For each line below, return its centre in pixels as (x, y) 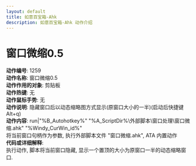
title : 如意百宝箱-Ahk (32, 17)
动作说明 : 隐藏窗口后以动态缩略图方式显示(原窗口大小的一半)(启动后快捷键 (95, 107)
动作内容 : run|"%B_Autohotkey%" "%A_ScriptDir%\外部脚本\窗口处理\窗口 (96, 121)
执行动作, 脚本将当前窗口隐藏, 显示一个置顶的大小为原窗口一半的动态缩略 (94, 150)
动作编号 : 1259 (24, 70)
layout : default (26, 11)
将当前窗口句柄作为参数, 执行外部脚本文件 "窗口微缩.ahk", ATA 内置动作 (92, 135)
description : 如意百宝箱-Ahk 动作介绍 (49, 22)
